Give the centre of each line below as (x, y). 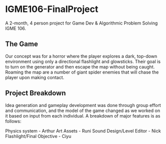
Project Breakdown (36, 93)
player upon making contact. (35, 77)
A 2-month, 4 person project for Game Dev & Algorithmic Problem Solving (81, 23)
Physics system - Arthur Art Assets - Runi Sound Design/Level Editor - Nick (83, 130)
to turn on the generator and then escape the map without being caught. (80, 66)
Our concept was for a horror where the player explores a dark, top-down (81, 56)
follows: (13, 121)
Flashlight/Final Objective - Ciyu (38, 136)
